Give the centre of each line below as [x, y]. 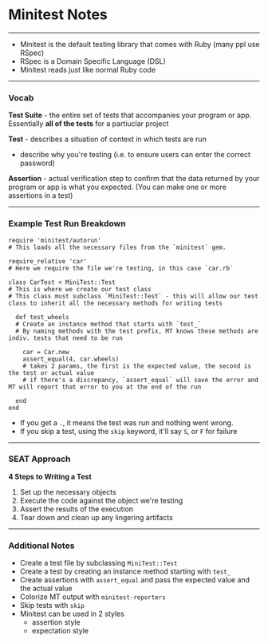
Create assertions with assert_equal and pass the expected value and [134, 580]
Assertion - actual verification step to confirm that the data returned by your [134, 179]
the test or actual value [51, 373]
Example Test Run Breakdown [67, 223]
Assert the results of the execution [77, 509]
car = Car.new [46, 352]
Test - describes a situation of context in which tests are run [108, 139]
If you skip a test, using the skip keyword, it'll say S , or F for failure [128, 431]
